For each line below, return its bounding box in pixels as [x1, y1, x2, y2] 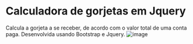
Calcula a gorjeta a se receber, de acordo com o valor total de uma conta [5, 24, 188, 31]
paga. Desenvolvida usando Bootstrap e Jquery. [5, 30, 125, 37]
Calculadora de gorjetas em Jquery [5, 4, 186, 18]
